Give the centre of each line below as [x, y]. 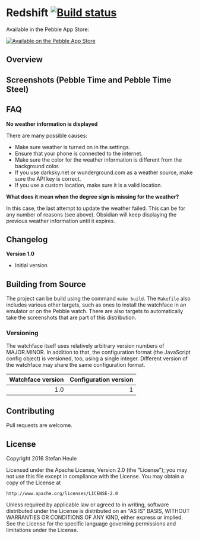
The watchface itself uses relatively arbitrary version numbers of [85, 346]
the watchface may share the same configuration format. [76, 365]
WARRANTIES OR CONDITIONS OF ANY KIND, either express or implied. [94, 517]
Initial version [31, 265]
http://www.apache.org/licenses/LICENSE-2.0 [62, 494]
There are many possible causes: [47, 135]
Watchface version [37, 380]
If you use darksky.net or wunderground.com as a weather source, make [104, 172]
